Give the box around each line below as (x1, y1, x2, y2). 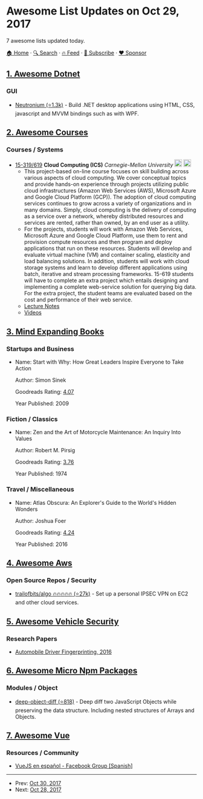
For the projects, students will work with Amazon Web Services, (24, 225, 183, 233)
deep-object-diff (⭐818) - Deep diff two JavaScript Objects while (14, 698, 177, 705)
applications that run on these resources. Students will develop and (24, 245, 192, 252)
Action (14, 365, 32, 372)
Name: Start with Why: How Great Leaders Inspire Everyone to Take (14, 358, 184, 365)
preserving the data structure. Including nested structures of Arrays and (14, 707, 195, 714)
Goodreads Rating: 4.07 (14, 388, 74, 395)
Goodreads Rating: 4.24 (14, 528, 75, 536)
